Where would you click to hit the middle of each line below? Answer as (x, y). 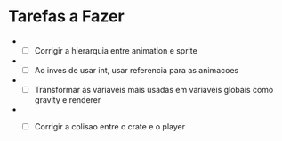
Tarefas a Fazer (67, 17)
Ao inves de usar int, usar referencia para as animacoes (137, 70)
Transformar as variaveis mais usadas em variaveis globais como (154, 90)
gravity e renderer (68, 100)
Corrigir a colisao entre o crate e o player (110, 127)
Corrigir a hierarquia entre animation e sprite (116, 50)
